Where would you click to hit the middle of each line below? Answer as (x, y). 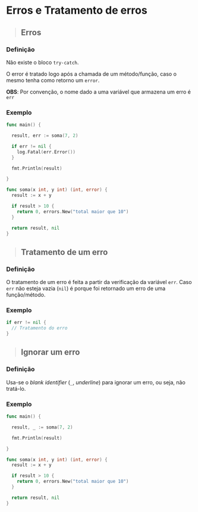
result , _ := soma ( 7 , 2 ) (42, 427)
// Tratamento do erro (40, 328)
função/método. (26, 295)
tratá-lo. (16, 388)
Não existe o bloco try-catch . (43, 62)
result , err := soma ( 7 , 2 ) (45, 136)
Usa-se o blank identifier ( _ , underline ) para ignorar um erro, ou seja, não (96, 382)
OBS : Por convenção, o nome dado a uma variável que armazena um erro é (99, 92)
